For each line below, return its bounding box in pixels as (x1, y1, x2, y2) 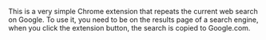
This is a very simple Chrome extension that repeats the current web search (8, 7, 258, 16)
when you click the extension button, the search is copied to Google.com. (8, 24, 251, 32)
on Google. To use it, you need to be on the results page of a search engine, (8, 15, 259, 24)
